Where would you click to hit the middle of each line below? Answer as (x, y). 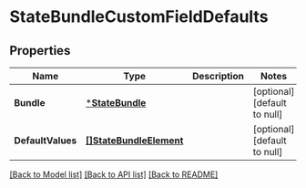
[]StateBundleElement (134, 141)
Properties (40, 51)
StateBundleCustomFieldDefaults (139, 17)
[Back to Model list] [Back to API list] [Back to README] (114, 174)
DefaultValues (46, 141)
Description (218, 76)
